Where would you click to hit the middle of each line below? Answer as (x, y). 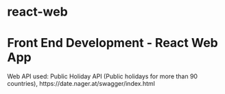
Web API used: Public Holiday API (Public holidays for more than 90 (102, 76)
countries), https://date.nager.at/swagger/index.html (81, 84)
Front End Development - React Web (113, 43)
